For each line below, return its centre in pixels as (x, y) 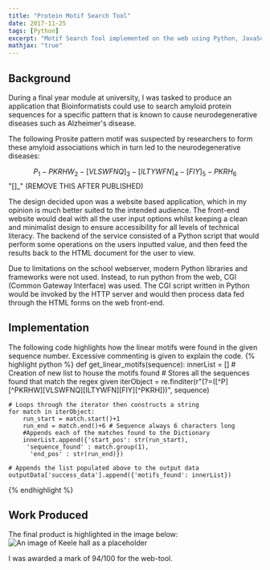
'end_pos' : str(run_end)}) (77, 454)
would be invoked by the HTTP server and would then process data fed (127, 293)
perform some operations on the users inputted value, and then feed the (128, 244)
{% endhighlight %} (41, 490)
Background (39, 78)
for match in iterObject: (51, 412)
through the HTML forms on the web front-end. (86, 302)
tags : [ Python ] (34, 31)
